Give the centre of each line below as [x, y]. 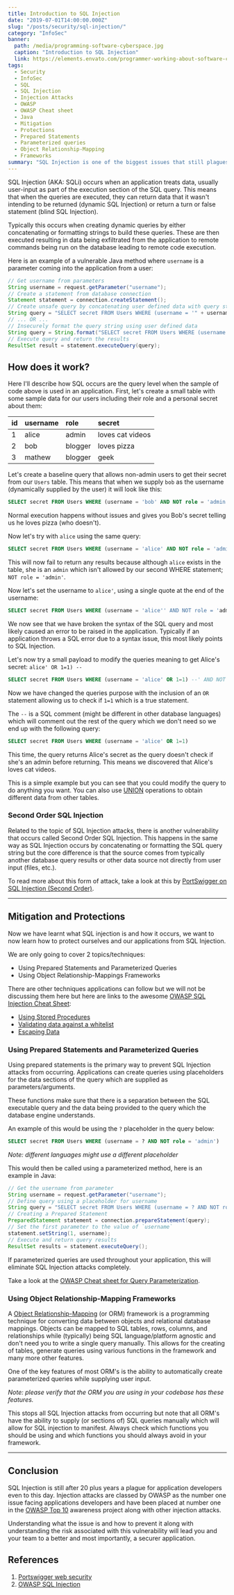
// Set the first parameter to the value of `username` [90, 1227]
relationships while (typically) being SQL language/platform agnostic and [112, 1336]
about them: [25, 406]
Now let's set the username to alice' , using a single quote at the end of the [116, 590]
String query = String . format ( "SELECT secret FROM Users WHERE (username [117, 332]
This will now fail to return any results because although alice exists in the [115, 562]
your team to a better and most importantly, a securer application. [102, 1538]
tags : [16, 65]
